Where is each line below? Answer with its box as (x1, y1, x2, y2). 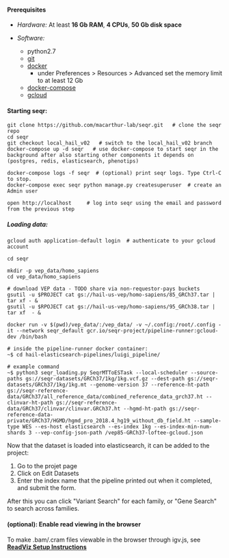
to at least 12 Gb (37, 76, 83, 85)
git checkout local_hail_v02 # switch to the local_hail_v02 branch (7, 140, 213, 147)
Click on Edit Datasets (16, 470, 79, 478)
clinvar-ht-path (7, 400, 53, 407)
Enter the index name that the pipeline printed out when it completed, (16, 476, 213, 485)
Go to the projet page (16, 462, 77, 470)
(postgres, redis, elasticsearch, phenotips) (7, 158, 139, 165)
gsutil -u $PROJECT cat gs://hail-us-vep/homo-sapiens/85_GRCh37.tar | (7, 291, 215, 298)
